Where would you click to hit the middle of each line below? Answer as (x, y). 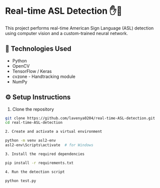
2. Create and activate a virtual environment (54, 132)
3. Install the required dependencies (45, 154)
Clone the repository (33, 109)
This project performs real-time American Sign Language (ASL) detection (80, 28)
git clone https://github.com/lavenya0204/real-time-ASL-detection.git (80, 118)
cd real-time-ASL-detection (34, 123)
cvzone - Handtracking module (44, 76)
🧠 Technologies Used (38, 49)
